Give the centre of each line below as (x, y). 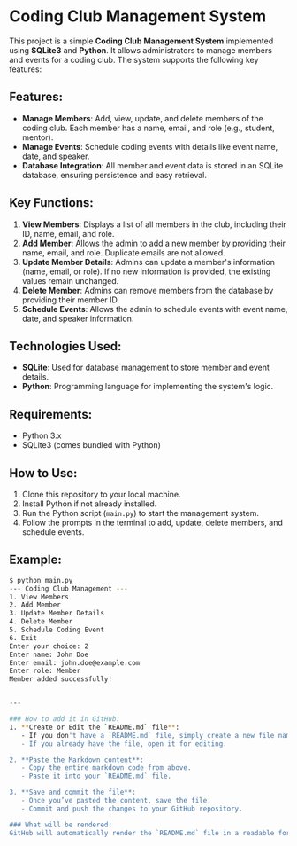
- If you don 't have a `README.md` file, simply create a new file (148, 735)
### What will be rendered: (61, 825)
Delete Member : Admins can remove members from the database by (148, 290)
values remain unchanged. (70, 280)
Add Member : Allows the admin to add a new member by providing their (153, 243)
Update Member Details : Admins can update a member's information (148, 262)
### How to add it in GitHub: (65, 719)
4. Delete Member (41, 622)
